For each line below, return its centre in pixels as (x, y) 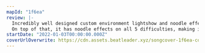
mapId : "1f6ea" (26, 12)
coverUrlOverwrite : (31, 40)
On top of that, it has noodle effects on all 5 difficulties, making (103, 29)
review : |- (20, 18)
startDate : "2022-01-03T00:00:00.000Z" (57, 35)
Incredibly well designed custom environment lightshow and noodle (99, 23)
